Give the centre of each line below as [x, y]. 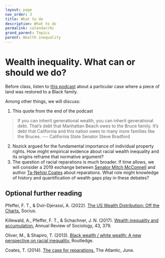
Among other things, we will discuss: [43, 101]
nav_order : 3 [19, 14]
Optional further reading [44, 194]
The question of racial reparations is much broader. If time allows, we [83, 162]
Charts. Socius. [21, 211]
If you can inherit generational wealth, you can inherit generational [85, 120]
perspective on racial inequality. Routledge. [49, 240]
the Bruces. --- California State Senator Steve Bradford [74, 136]
